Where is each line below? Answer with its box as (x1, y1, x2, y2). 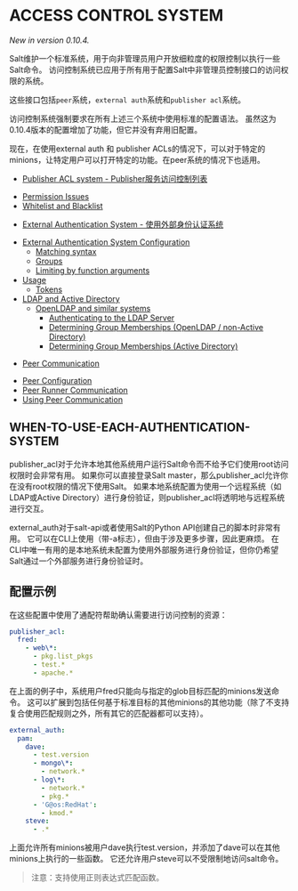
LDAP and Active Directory (21, 293, 120, 304)
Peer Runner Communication (21, 385, 129, 395)
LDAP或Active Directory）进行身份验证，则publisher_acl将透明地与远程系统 (9, 491, 286, 503)
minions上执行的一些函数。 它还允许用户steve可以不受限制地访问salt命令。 (9, 854, 284, 864)
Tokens (35, 284, 63, 295)
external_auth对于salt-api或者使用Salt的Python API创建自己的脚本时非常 (9, 522, 274, 532)
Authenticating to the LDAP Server (48, 312, 175, 323)
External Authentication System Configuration (21, 237, 190, 247)
